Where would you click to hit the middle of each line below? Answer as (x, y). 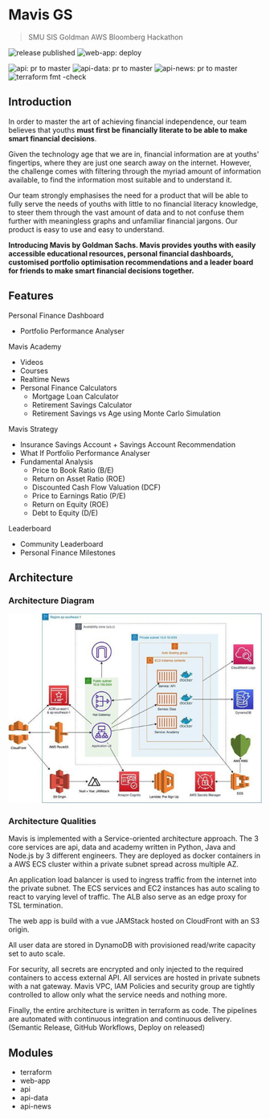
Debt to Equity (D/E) (65, 513)
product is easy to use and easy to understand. (86, 229)
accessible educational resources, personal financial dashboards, (121, 253)
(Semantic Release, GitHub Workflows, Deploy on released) (107, 1027)
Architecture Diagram (51, 600)
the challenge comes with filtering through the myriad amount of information (135, 171)
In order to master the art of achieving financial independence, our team (128, 121)
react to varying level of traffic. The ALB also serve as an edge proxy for (128, 897)
